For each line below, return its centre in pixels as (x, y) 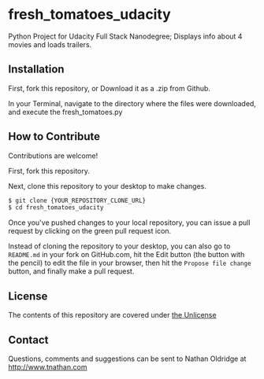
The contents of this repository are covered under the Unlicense (112, 315)
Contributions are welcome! (53, 156)
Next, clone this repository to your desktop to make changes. (108, 186)
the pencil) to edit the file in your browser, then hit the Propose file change (130, 263)
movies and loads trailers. (50, 44)
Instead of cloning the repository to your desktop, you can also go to (119, 246)
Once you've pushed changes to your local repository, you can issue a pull (129, 223)
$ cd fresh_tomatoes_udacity (56, 208)
